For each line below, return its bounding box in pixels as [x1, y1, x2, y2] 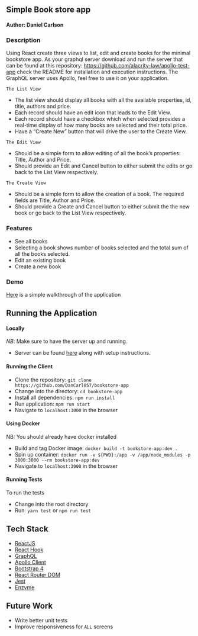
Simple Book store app [6, 5, 91, 15]
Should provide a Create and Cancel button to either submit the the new [14, 203, 190, 210]
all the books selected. [14, 250, 70, 257]
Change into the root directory [14, 500, 89, 508]
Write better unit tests [14, 616, 68, 624]
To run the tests [6, 489, 44, 496]
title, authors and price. [14, 103, 72, 110]
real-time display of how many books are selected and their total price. [14, 121, 187, 129]
